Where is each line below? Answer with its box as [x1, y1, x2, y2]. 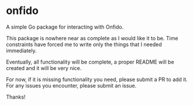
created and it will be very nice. [6, 64, 82, 71]
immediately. [6, 47, 37, 54]
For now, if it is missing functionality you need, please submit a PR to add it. [6, 76, 188, 83]
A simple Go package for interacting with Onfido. [6, 23, 124, 30]
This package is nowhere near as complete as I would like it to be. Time [6, 34, 178, 41]
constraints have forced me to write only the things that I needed [6, 41, 162, 48]
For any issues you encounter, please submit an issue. [6, 82, 137, 89]
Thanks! [6, 93, 26, 100]
